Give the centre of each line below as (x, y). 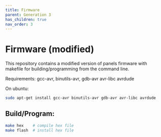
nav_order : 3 (19, 24)
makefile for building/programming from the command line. (67, 69)
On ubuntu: (17, 89)
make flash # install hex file (39, 130)
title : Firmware (22, 10)
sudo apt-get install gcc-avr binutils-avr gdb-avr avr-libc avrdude (81, 98)
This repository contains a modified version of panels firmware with (76, 64)
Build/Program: (30, 114)
